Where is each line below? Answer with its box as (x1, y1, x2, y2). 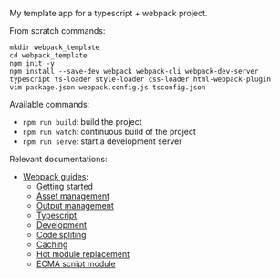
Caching (36, 239, 68, 250)
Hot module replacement (36, 249, 130, 259)
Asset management (36, 190, 109, 201)
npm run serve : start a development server (22, 136, 182, 147)
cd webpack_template (9, 51, 88, 60)
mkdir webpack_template (9, 43, 100, 52)
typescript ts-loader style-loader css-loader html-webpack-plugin (9, 75, 272, 84)
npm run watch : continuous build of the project (22, 127, 196, 137)
